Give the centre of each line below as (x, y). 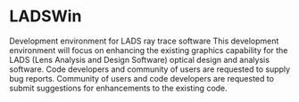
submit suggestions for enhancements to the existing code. (118, 88)
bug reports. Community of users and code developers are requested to (142, 78)
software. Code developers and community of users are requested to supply (150, 69)
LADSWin (46, 16)
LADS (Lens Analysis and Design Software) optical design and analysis (140, 59)
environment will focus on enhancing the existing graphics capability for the (149, 50)
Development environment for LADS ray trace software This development (144, 41)
